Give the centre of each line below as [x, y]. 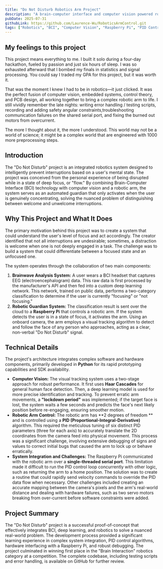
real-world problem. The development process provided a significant [74, 535]
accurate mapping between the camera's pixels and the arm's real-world [85, 488]
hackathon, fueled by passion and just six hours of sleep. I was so [71, 64]
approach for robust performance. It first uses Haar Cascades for [78, 384]
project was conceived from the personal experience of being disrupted [77, 177]
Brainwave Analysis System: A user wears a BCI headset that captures [84, 275]
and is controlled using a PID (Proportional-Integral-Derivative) [76, 420]
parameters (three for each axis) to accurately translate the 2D [74, 431]
